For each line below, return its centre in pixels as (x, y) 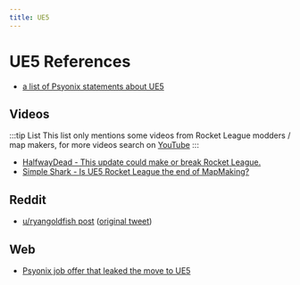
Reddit (28, 200)
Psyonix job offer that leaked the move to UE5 (106, 271)
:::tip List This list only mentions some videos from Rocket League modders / (150, 135)
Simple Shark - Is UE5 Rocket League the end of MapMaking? (136, 172)
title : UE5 (29, 17)
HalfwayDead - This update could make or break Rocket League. (142, 162)
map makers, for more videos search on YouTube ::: (104, 145)
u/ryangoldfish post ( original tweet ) (87, 221)
